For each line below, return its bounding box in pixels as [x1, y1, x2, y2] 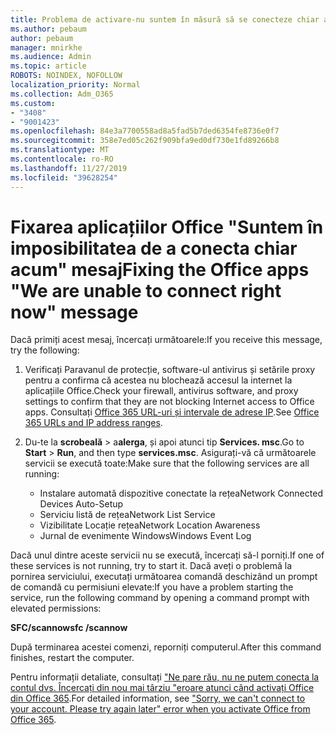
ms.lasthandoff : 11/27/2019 [10, 163, 128, 173]
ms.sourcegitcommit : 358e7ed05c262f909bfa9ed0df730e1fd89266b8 [10, 136, 280, 146]
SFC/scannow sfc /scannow [10, 622, 128, 634]
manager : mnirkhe [10, 42, 83, 53]
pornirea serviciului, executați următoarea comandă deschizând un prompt [10, 571, 318, 583]
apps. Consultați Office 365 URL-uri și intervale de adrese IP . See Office [24, 406, 320, 418]
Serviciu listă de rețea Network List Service [39, 509, 216, 521]
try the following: [10, 344, 80, 356]
